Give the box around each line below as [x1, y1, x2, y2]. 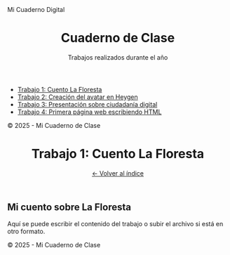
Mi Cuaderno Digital [7, 6, 65, 13]
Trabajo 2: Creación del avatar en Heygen [17, 93, 138, 101]
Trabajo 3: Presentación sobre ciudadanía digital [17, 100, 158, 108]
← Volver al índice [91, 169, 144, 177]
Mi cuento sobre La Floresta [7, 201, 132, 213]
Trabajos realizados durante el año [67, 53, 168, 61]
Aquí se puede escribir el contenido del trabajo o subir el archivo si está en [7, 220, 224, 228]
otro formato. [7, 227, 46, 236]
